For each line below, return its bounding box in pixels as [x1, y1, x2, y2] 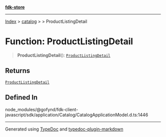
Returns [5, 67, 31, 75]
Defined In [5, 93, 38, 102]
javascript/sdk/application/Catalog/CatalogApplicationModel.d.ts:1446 [5, 112, 148, 118]
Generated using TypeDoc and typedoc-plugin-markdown [5, 126, 124, 132]
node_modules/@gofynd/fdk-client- [5, 106, 78, 112]
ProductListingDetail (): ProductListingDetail [17, 52, 111, 58]
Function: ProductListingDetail [5, 36, 133, 47]
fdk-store [5, 4, 25, 10]
